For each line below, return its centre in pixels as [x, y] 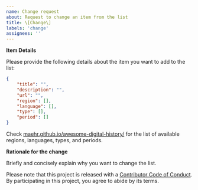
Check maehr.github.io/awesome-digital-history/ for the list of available [93, 134]
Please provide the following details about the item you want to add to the [96, 62]
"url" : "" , [30, 95]
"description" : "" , [41, 90]
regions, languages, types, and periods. [54, 140]
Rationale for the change [37, 152]
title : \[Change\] [29, 22]
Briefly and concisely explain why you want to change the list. [81, 163]
